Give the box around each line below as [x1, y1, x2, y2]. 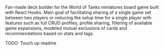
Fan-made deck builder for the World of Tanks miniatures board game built [5, 4, 159, 10]
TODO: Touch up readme [5, 40, 56, 46]
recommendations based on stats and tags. [5, 31, 95, 36]
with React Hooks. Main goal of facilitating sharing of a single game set [5, 9, 152, 15]
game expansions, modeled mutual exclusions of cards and [5, 25, 127, 31]
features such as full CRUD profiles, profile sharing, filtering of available [5, 20, 153, 26]
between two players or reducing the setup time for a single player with [5, 15, 152, 20]
